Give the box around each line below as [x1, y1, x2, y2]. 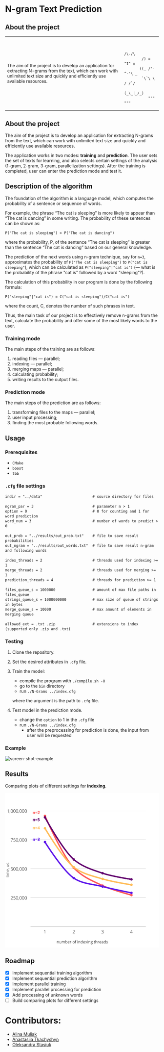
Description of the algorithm [5, 182, 93, 191]
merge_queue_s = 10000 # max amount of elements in [5, 607, 152, 612]
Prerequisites [5, 449, 38, 456]
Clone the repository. [12, 649, 55, 655]
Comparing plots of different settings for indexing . [5, 783, 106, 789]
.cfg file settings [5, 483, 45, 489]
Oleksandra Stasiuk [12, 1041, 52, 1048]
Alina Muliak [12, 1031, 37, 1037]
